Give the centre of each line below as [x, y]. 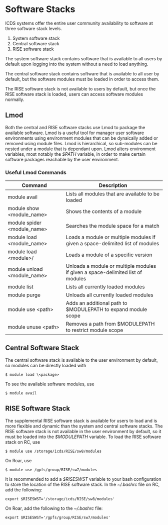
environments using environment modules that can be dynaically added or [82, 138]
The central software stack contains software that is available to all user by [82, 73]
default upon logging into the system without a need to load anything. [77, 64]
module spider [24, 223]
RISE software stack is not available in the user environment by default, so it [83, 431]
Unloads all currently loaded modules [109, 295]
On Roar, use [18, 460]
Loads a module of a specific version [109, 255]
